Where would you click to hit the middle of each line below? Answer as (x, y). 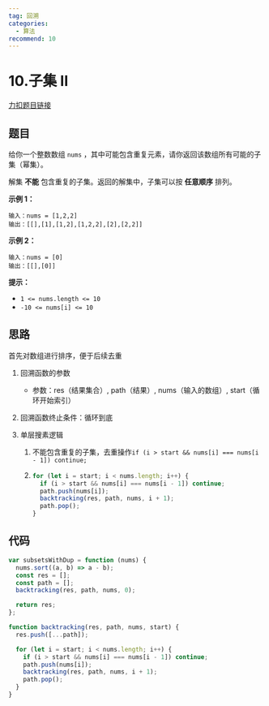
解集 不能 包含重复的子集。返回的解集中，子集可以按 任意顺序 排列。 (122, 182)
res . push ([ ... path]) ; (52, 635)
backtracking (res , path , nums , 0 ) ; (76, 590)
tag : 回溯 (23, 16)
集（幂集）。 (28, 164)
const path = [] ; (45, 583)
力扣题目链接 (30, 105)
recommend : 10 (32, 39)
